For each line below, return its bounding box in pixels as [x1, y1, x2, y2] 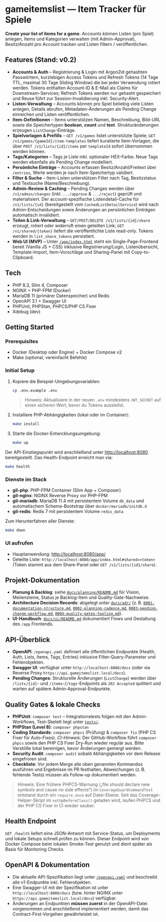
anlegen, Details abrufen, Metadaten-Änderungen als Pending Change [12, 106, 157, 112]
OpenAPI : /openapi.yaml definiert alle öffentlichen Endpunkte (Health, [12, 649, 156, 655]
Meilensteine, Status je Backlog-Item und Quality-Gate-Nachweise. [12, 594, 150, 600]
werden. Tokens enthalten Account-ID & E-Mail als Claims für [12, 85, 138, 91]
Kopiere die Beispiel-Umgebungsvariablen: [12, 378, 100, 384]
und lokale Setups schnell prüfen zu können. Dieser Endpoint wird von [5, 835, 149, 841]
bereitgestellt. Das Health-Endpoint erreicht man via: [5, 455, 113, 461]
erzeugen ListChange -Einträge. [12, 127, 76, 133]
